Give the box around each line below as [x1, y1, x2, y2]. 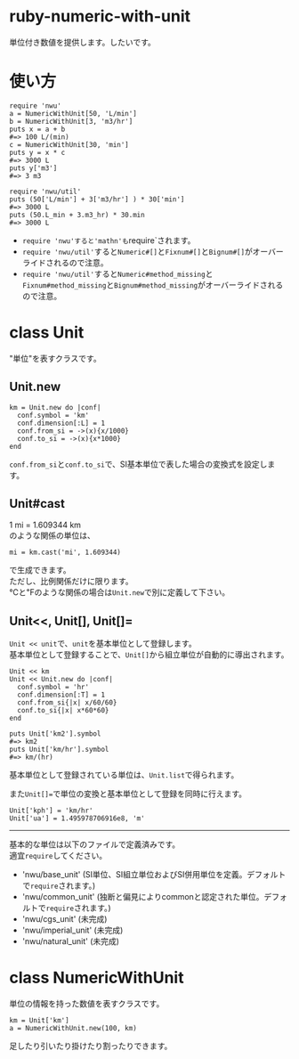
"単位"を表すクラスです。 [9, 353, 101, 363]
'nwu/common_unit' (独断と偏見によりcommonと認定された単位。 [21, 892, 264, 902]
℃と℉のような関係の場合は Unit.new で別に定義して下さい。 [9, 587, 230, 598]
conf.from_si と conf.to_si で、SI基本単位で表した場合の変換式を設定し [9, 459, 268, 469]
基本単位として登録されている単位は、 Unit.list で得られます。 [9, 770, 239, 780]
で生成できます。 [9, 565, 71, 575]
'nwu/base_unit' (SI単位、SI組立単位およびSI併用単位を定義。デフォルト [21, 869, 287, 880]
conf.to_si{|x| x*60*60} [17, 706, 109, 715]
